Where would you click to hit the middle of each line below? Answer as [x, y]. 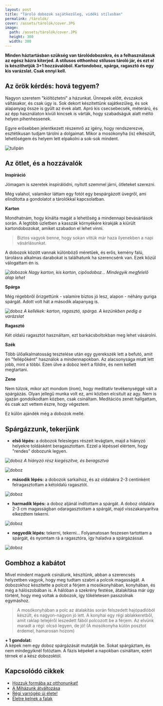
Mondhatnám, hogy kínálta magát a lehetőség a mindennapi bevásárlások [79, 218]
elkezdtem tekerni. [31, 514]
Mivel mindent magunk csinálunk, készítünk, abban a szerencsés [70, 575]
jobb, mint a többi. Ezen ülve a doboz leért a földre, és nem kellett [71, 365]
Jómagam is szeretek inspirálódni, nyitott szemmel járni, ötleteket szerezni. [80, 185]
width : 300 [20, 42]
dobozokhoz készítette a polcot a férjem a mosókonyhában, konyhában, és [80, 585]
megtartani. [17, 370]
